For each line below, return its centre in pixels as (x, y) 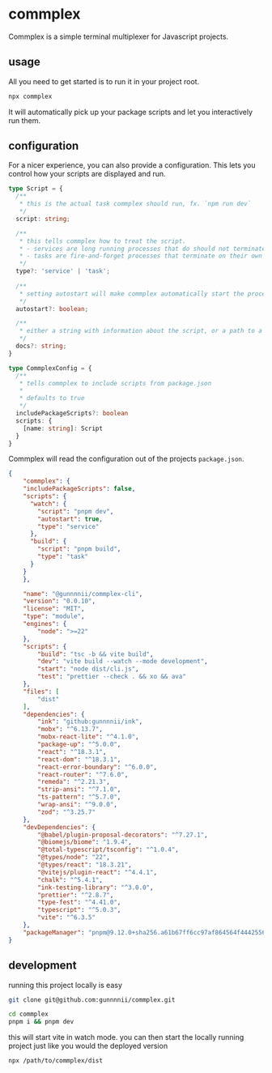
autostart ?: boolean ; (52, 309)
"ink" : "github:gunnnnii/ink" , (90, 722)
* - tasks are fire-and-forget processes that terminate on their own (141, 256)
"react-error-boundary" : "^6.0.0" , (98, 767)
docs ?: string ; (41, 346)
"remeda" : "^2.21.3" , (74, 782)
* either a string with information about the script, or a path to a (141, 331)
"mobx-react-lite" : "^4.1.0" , (88, 737)
